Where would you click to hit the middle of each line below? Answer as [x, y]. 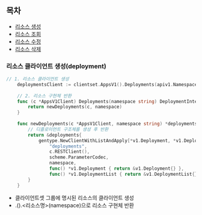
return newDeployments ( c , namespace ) [75, 107]
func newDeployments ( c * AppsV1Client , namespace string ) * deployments [107, 124]
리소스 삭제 [28, 49]
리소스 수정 [28, 42]
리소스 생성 [28, 26]
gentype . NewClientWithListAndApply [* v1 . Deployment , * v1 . [111, 140]
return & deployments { [55, 135]
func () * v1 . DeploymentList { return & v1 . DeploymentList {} [123, 174]
